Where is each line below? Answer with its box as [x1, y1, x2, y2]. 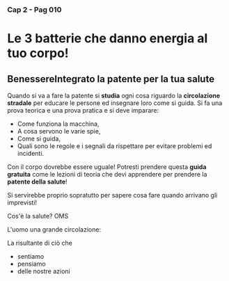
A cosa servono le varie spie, [17, 127, 101, 135]
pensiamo [17, 259, 47, 268]
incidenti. [17, 149, 44, 157]
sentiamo [17, 252, 45, 260]
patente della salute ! [7, 177, 68, 186]
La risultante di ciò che [7, 239, 73, 247]
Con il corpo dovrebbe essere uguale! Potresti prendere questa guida [7, 162, 207, 171]
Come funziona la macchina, [17, 120, 100, 128]
